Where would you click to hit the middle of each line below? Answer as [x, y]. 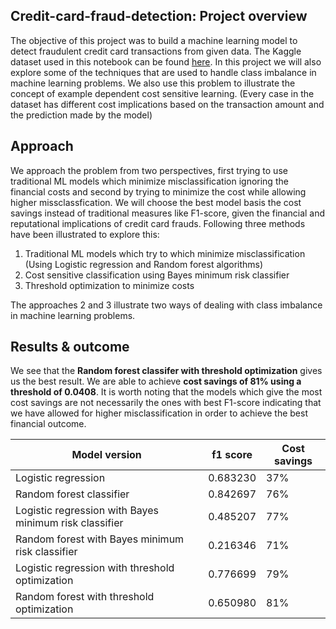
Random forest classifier [72, 494]
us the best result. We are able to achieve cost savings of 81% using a [156, 381]
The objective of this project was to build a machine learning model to [154, 40]
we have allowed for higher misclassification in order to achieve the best [159, 413]
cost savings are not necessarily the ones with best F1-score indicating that [166, 403]
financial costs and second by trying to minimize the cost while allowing [158, 191]
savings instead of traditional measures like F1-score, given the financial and [168, 213]
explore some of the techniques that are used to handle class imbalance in [163, 72]
